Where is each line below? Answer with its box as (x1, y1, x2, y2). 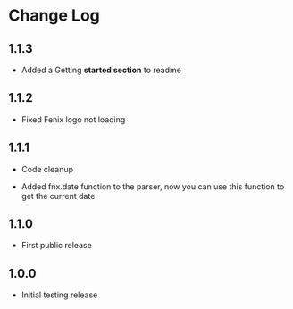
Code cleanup (21, 163, 73, 174)
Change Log (8, 5, 100, 26)
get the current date (21, 190, 96, 201)
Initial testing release (21, 289, 98, 300)
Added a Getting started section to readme (21, 64, 182, 75)
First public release (21, 240, 93, 251)
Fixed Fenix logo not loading (21, 113, 126, 125)
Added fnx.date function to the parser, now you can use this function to (21, 180, 285, 192)
